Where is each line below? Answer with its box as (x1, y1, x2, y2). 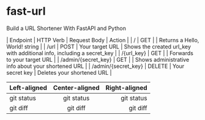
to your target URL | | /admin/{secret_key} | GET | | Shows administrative (6, 56, 190, 63)
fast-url (6, 4, 46, 18)
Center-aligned (53, 83, 100, 92)
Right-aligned (105, 83, 148, 92)
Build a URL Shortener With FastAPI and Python (6, 24, 127, 32)
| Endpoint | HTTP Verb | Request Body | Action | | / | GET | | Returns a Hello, (6, 36, 199, 43)
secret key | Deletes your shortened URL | (6, 69, 112, 76)
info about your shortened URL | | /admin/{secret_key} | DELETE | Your (6, 62, 185, 70)
